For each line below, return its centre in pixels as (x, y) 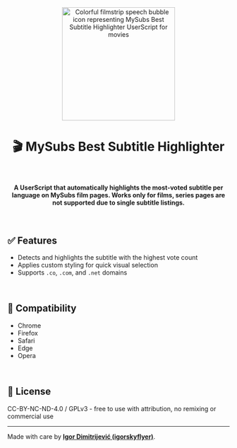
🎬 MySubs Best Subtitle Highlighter (119, 147)
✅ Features (32, 240)
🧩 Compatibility (42, 308)
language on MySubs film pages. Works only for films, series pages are (119, 195)
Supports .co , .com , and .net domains (72, 272)
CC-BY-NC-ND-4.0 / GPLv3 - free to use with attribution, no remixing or (112, 408)
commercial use (31, 416)
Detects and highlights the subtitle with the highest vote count (108, 257)
